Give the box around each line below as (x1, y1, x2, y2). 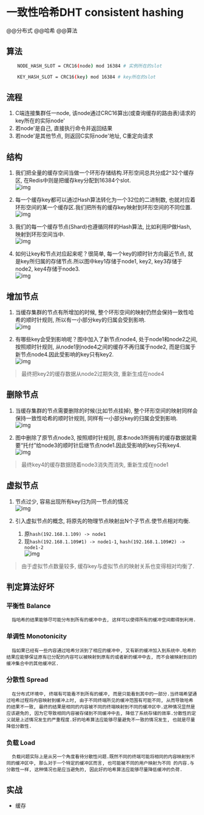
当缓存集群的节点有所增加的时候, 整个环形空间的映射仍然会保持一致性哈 (15, 308, 194, 316)
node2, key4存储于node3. (15, 265, 80, 272)
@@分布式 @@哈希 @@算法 (6, 27, 78, 34)
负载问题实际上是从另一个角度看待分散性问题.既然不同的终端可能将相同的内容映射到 (12, 754, 191, 760)
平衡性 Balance (6, 602, 51, 610)
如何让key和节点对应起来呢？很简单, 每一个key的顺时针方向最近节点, (15, 250, 187, 257)
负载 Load (6, 738, 35, 747)
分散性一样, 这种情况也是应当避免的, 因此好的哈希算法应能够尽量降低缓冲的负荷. (6, 767, 183, 773)
